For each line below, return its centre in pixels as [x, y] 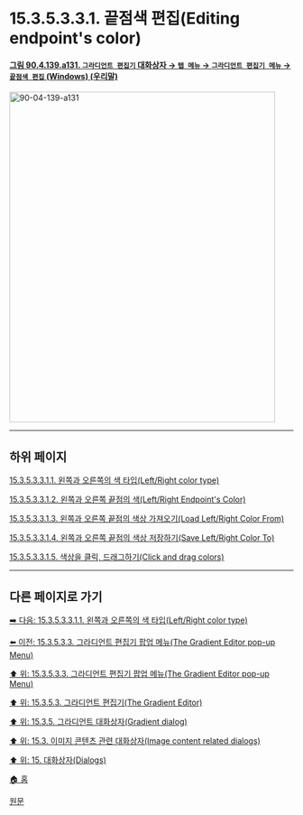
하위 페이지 [38, 457]
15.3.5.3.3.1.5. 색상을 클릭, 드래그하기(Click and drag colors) [117, 557]
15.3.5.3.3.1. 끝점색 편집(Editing [125, 19]
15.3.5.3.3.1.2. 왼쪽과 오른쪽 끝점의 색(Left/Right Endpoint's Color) [128, 500]
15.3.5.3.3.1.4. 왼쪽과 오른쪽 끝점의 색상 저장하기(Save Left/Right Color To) [142, 538]
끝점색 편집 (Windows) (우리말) [64, 76]
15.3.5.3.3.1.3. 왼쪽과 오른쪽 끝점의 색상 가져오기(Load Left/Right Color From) [147, 519]
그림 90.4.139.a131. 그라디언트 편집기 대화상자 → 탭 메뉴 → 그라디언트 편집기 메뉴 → [150, 65]
